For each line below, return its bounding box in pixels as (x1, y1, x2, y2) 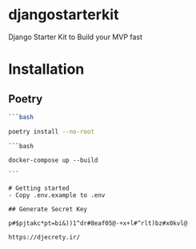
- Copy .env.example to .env (8, 191, 106, 199)
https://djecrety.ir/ (8, 233, 81, 241)
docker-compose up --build (8, 156, 98, 164)
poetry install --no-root (8, 127, 94, 135)
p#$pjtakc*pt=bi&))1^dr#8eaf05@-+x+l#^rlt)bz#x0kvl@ (8, 219, 188, 227)
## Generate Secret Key (8, 205, 88, 213)
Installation (8, 60, 85, 78)
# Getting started (8, 184, 70, 192)
